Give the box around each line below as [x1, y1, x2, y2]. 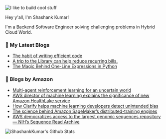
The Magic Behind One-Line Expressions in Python [12, 64, 117, 69]
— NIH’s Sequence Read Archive [12, 119, 80, 125]
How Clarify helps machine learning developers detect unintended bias [12, 103, 159, 109]
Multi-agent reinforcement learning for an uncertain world [12, 87, 131, 93]
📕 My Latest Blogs [5, 41, 50, 48]
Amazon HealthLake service [12, 97, 71, 104]
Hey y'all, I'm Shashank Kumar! [5, 14, 69, 20]
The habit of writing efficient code [12, 53, 83, 59]
